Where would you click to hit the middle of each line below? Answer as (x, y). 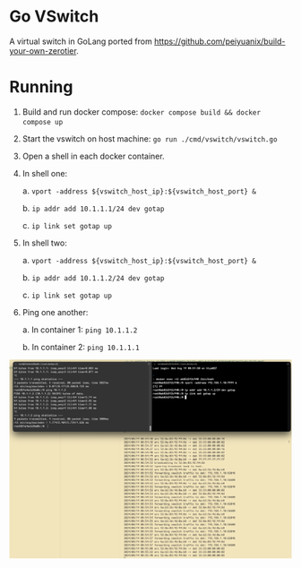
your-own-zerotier (43, 50)
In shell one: (45, 173)
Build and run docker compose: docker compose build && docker (142, 112)
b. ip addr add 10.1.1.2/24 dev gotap (93, 277)
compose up (43, 122)
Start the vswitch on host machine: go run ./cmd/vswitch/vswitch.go (150, 138)
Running (41, 87)
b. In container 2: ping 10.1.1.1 (81, 347)
